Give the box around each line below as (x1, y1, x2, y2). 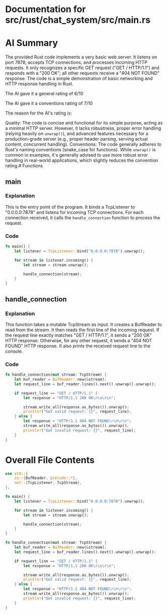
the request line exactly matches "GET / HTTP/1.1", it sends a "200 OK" (5, 332, 152, 338)
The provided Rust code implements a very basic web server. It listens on (5, 54, 157, 60)
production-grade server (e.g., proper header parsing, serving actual (5, 136, 148, 142)
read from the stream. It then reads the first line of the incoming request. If (5, 327, 159, 333)
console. (5, 348, 24, 354)
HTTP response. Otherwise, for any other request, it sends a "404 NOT (5, 337, 152, 343)
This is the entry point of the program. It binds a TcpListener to (5, 204, 135, 210)
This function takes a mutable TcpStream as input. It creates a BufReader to (5, 321, 162, 327)
